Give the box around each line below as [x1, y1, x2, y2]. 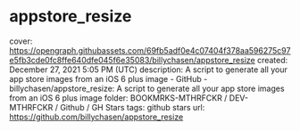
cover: [9, 36, 33, 46]
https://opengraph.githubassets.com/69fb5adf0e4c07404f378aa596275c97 [9, 45, 291, 55]
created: [257, 54, 288, 65]
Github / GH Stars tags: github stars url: [59, 102, 205, 112]
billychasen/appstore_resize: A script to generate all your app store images [9, 83, 285, 94]
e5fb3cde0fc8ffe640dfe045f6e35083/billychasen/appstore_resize [9, 54, 256, 65]
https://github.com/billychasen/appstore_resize [9, 111, 184, 122]
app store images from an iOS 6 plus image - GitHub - [9, 73, 208, 84]
